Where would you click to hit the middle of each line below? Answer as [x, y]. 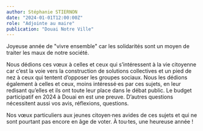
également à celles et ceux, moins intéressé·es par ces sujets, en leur [94, 84]
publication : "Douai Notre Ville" [50, 29]
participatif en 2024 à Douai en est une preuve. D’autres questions [90, 97]
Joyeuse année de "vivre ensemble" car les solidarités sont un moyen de [98, 46]
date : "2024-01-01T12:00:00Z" [45, 18]
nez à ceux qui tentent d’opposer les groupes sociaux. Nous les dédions [97, 77]
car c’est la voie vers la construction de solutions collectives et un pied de [99, 71]
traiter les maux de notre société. [48, 53]
